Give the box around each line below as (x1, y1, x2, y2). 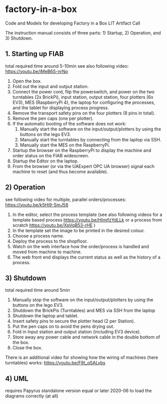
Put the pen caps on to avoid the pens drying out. (12, 323, 114, 329)
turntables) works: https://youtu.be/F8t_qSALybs (5, 360, 106, 366)
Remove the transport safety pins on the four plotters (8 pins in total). (12, 110, 155, 116)
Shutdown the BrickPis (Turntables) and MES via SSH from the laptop (12, 307, 155, 314)
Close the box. (12, 345, 42, 351)
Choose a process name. (12, 233, 64, 239)
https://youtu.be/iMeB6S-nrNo (5, 68, 68, 74)
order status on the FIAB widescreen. (12, 152, 89, 158)
